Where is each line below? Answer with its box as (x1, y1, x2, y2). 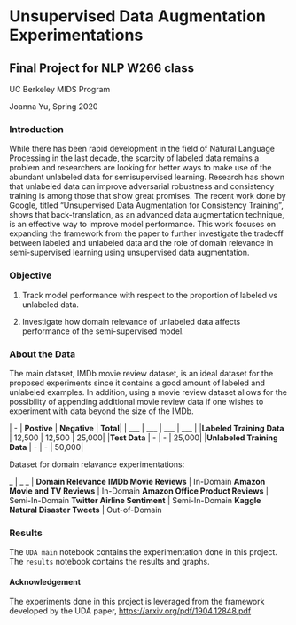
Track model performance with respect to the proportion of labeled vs (21, 289, 277, 300)
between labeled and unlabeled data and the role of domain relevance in (9, 238, 274, 249)
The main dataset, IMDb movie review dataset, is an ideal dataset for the (9, 368, 274, 378)
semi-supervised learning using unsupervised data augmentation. (9, 247, 250, 258)
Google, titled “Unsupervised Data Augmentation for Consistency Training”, (9, 200, 284, 210)
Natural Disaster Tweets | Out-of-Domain (9, 504, 162, 515)
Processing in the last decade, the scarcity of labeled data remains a (9, 153, 260, 163)
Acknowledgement (9, 576, 82, 587)
